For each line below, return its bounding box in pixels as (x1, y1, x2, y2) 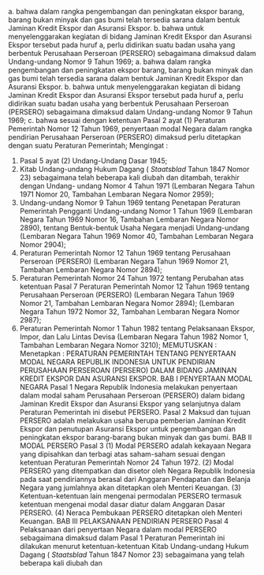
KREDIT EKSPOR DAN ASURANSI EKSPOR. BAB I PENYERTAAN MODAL (19, 374, 253, 383)
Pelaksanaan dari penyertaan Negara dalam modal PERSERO (19, 525, 218, 534)
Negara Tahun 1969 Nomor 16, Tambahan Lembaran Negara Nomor (19, 215, 239, 224)
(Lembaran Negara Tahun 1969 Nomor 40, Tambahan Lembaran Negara (19, 232, 254, 241)
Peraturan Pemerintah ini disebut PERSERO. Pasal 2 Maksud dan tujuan (19, 408, 251, 416)
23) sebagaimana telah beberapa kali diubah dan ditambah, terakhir (19, 173, 240, 182)
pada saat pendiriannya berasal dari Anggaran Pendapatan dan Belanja (19, 475, 251, 484)
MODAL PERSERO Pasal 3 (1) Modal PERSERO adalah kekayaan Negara (19, 441, 251, 450)
